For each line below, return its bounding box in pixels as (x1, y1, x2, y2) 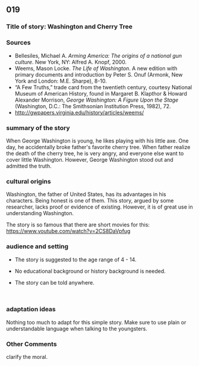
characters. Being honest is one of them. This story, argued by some (6, 197, 174, 204)
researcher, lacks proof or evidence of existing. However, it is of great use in (6, 203, 193, 210)
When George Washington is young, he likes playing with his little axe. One (6, 137, 189, 144)
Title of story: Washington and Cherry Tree (6, 23, 132, 31)
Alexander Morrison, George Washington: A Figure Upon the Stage (14, 96, 179, 103)
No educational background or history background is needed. (14, 267, 166, 274)
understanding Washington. (6, 210, 74, 217)
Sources (6, 39, 31, 47)
